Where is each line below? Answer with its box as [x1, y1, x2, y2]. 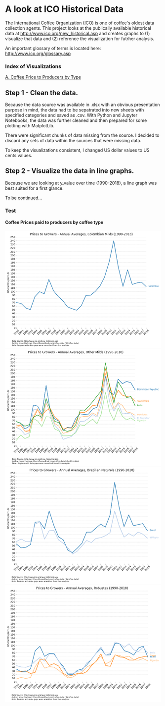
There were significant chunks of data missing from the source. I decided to [5, 132, 160, 138]
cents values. [5, 153, 33, 159]
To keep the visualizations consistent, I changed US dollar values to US [5, 147, 150, 153]
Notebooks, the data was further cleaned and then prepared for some [5, 117, 147, 123]
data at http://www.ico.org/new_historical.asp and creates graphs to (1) [5, 30, 150, 36]
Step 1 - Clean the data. [5, 88, 78, 97]
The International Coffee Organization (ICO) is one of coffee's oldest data [5, 20, 155, 26]
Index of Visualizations [5, 63, 62, 70]
